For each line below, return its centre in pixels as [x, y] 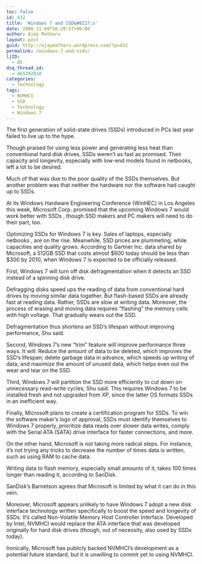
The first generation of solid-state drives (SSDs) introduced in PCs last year [100, 130]
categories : [21, 79]
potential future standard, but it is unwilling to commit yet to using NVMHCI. [100, 554]
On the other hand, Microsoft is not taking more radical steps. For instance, [99, 444]
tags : [13, 90]
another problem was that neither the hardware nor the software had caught [101, 185]
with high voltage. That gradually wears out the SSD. [71, 315]
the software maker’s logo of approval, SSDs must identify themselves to [96, 419]
